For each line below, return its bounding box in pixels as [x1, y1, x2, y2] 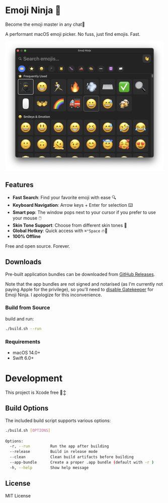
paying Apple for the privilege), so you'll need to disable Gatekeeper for [5, 286, 153, 292]
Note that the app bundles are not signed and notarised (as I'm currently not [5, 281, 163, 287]
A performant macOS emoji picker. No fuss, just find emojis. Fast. [5, 31, 141, 37]
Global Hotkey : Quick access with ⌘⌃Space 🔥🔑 [12, 227, 108, 234]
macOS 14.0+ [12, 350, 41, 356]
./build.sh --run [5, 326, 42, 331]
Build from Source [5, 304, 50, 311]
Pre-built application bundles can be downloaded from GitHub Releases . [5, 271, 155, 277]
